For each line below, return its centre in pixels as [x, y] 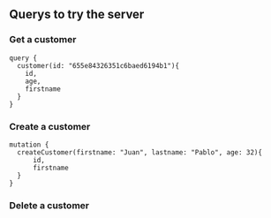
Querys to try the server [77, 15]
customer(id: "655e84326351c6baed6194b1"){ [98, 65]
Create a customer [50, 126]
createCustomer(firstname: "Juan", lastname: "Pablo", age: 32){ [140, 152]
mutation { [29, 145]
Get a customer [43, 40]
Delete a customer [49, 205]
